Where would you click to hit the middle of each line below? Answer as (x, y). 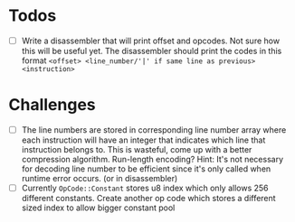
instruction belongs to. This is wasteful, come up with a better (137, 149)
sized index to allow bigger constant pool (98, 208)
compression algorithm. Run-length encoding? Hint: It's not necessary (152, 159)
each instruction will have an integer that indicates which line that (143, 140)
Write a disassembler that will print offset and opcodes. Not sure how (151, 41)
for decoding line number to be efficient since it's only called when (146, 169)
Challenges (52, 105)
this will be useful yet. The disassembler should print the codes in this (152, 51)
